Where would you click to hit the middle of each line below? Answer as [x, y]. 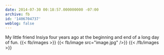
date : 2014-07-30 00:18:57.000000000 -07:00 [52, 10]
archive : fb [17, 14]
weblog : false [20, 23]
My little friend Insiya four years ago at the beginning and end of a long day [82, 37]
